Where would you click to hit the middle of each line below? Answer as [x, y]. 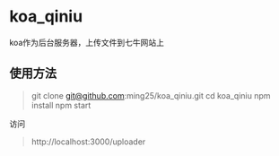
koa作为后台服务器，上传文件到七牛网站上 [87, 42]
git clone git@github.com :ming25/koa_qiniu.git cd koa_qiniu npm [151, 95]
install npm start [61, 105]
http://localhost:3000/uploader [88, 142]
